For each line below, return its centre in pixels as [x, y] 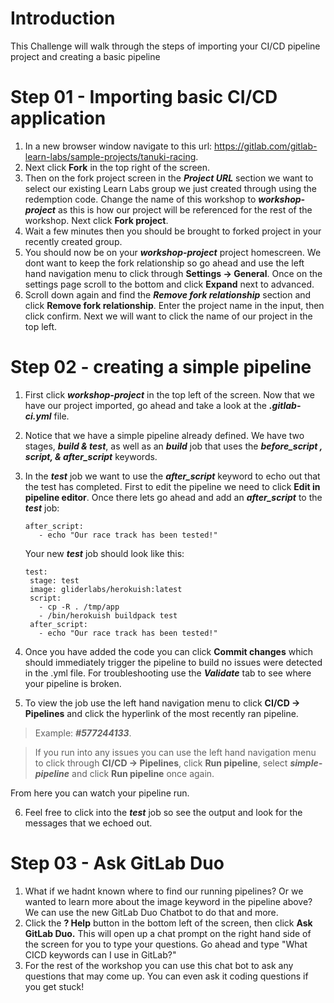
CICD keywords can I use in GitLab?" [100, 954]
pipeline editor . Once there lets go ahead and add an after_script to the [173, 497]
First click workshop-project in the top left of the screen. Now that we [169, 394]
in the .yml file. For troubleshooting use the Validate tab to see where [168, 673]
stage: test [54, 580]
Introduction [63, 18]
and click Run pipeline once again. [143, 773]
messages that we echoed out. [88, 823]
